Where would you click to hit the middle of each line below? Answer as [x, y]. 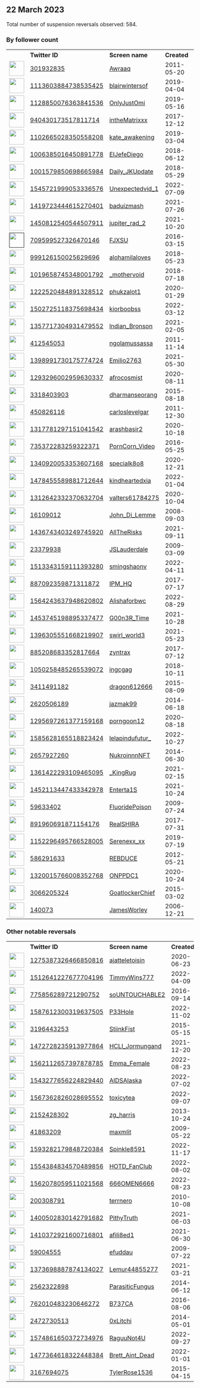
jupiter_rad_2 [127, 223]
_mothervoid [127, 275]
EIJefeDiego [126, 155]
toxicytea [122, 1098]
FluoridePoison [130, 807]
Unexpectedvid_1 [134, 189]
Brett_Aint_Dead [132, 1355]
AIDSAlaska [126, 1080]
